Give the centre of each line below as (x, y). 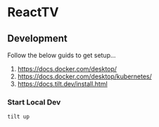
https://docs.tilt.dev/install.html (62, 84)
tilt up (19, 117)
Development (38, 38)
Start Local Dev (34, 102)
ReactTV (33, 12)
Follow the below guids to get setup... (62, 55)
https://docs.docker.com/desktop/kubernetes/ (85, 76)
